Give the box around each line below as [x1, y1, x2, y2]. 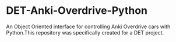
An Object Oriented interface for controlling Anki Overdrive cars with [6, 23, 171, 30]
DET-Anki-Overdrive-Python [6, 4, 147, 17]
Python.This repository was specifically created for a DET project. [6, 29, 164, 36]
